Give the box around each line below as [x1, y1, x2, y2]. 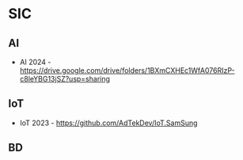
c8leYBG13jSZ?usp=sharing [19, 74, 111, 83]
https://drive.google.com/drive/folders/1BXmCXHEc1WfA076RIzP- [19, 66, 235, 75]
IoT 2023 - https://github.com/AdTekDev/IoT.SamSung [19, 118, 198, 128]
